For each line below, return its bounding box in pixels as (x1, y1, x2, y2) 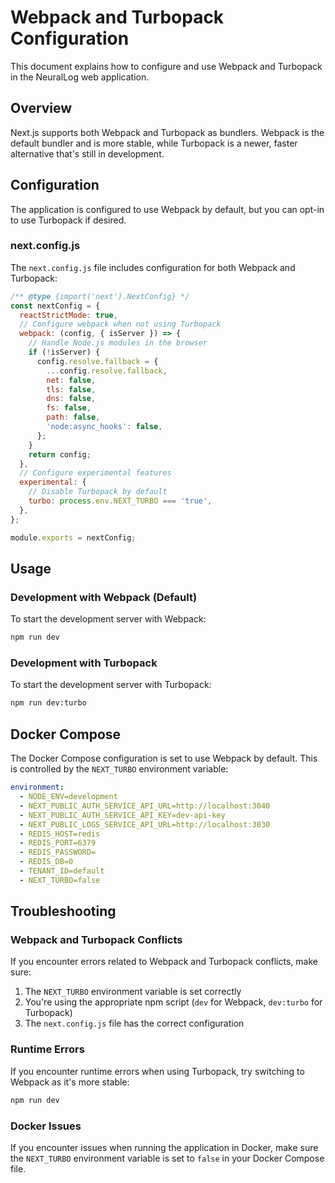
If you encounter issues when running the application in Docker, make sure (10, 1141, 319, 1153)
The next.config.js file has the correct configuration (24, 1017, 245, 1030)
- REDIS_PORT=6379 (19, 838, 97, 848)
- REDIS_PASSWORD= (19, 847, 97, 858)
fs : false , (46, 403, 92, 413)
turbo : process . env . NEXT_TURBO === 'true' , (28, 496, 213, 506)
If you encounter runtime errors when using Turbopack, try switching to (10, 1065, 305, 1077)
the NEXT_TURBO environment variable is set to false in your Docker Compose (10, 1152, 325, 1164)
